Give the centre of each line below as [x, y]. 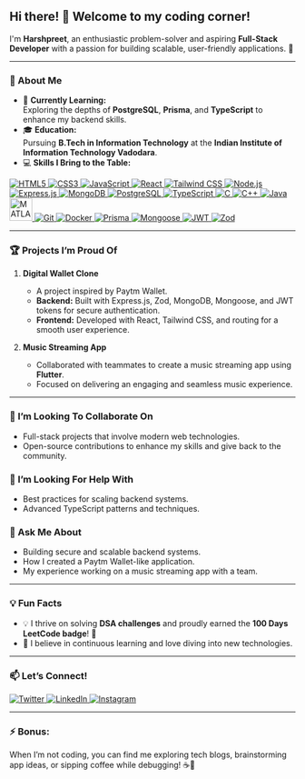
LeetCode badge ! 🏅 [59, 634]
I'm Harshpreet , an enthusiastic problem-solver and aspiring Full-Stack [144, 38]
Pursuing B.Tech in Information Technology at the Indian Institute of [152, 143]
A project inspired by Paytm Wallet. [102, 291]
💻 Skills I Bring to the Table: [77, 163]
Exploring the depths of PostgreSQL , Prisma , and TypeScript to [143, 110]
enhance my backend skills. [74, 120]
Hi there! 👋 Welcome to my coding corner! [130, 17]
